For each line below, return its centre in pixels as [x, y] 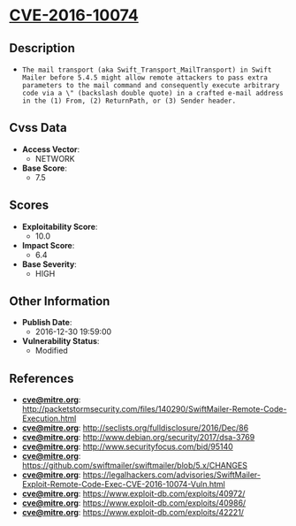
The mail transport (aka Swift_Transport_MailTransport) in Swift [147, 70]
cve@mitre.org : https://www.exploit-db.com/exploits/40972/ [133, 494]
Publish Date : [47, 323]
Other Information [60, 301]
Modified [51, 351]
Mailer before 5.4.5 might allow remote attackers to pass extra [144, 78]
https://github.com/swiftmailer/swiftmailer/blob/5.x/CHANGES [134, 466]
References [42, 378]
